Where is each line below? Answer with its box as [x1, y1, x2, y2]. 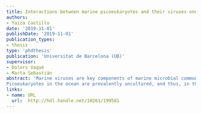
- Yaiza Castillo [6, 20, 50, 26]
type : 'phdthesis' [6, 48, 52, 54]
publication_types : [6, 36, 55, 42]
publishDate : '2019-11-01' [6, 31, 74, 37]
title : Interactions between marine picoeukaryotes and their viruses [6, 8, 187, 15]
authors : [6, 14, 28, 20]
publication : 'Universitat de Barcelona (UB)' [6, 53, 125, 59]
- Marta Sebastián [6, 70, 52, 76]
